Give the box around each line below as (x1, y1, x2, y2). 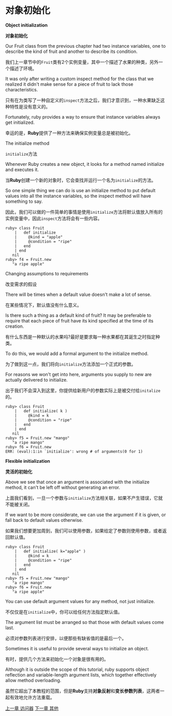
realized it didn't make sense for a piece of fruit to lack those (5, 81, 134, 87)
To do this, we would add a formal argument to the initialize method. (5, 350, 149, 356)
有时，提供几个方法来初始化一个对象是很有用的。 (5, 656, 109, 662)
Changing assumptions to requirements (5, 270, 89, 276)
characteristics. (5, 86, 38, 92)
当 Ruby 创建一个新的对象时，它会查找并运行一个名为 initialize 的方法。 (5, 177, 156, 183)
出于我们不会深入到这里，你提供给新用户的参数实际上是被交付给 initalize (5, 387, 161, 393)
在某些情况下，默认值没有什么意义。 (5, 302, 82, 308)
